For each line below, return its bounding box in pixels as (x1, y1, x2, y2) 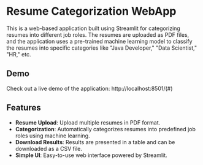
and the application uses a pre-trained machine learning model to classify (6, 37, 193, 45)
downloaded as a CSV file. (15, 145, 83, 152)
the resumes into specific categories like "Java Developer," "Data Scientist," (6, 44, 197, 52)
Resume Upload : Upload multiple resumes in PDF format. (15, 118, 161, 126)
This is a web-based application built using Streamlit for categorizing (6, 25, 181, 32)
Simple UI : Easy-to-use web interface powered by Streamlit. (15, 152, 167, 159)
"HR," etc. (6, 50, 31, 58)
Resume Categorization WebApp (6, 4, 177, 18)
